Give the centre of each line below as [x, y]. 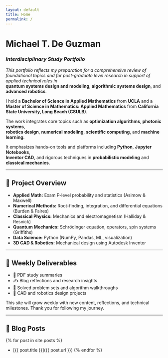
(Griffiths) [23, 232]
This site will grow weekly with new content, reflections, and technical [78, 303]
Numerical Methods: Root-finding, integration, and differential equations [87, 205]
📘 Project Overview [36, 183]
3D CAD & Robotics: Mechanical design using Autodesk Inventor [80, 243]
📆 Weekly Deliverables [41, 263]
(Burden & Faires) [31, 211]
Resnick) [22, 221]
